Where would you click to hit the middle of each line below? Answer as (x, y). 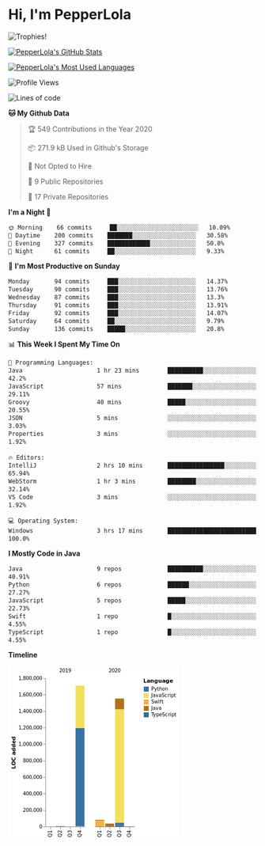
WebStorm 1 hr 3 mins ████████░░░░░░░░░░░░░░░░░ (132, 481)
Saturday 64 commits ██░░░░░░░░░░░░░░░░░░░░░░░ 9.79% (116, 321)
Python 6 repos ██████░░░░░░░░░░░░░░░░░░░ (132, 584)
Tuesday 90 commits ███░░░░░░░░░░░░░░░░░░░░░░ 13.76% (118, 289)
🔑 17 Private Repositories (68, 196)
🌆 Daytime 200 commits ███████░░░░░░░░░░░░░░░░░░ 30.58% (118, 235)
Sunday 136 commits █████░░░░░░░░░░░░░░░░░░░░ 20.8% (116, 329)
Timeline (23, 654)
